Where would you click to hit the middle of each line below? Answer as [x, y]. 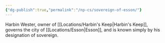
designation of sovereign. [32, 35]
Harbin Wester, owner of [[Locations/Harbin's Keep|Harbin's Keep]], [77, 24]
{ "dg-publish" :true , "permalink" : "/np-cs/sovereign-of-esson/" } [74, 10]
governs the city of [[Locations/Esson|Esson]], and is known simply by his [83, 30]
